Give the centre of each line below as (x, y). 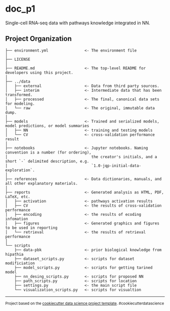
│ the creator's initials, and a (81, 157)
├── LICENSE (18, 59)
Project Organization (38, 39)
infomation (17, 219)
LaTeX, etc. (18, 197)
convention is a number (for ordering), (49, 152)
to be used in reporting (31, 228)
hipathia (14, 254)
